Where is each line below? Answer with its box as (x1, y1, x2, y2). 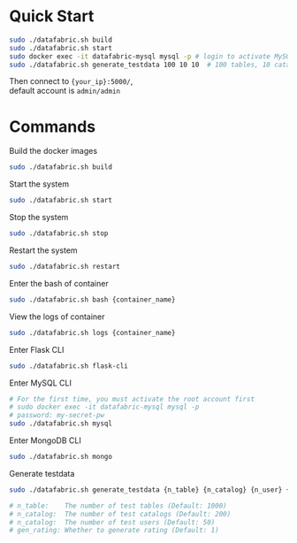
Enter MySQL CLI (9, 378, 72, 388)
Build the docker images (9, 146, 98, 157)
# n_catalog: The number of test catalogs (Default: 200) (9, 509, 232, 518)
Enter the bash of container (9, 278, 109, 288)
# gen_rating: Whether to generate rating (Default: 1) (9, 526, 219, 535)
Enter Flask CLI (9, 344, 65, 355)
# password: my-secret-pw (9, 411, 104, 420)
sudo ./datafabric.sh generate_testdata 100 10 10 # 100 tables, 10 (9, 60, 271, 69)
